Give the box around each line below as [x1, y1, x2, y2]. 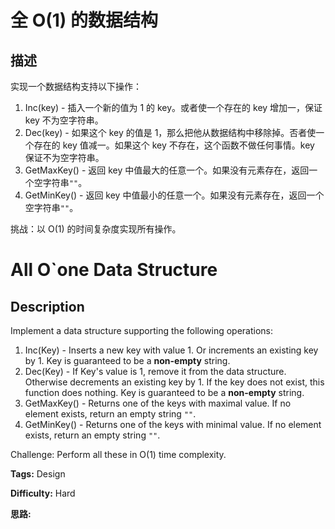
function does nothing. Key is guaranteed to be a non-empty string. [24, 387, 305, 398]
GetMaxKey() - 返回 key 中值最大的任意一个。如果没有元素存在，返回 [24, 164, 310, 176]
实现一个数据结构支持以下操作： [10, 81, 142, 92]
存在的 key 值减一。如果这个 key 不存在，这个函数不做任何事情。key [33, 139, 315, 151]
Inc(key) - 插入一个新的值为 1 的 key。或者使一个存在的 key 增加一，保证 [24, 102, 323, 113]
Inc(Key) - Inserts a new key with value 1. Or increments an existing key [24, 344, 319, 356]
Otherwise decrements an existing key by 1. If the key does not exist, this [24, 376, 325, 388]
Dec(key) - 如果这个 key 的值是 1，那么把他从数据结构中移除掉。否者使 [24, 127, 317, 138]
